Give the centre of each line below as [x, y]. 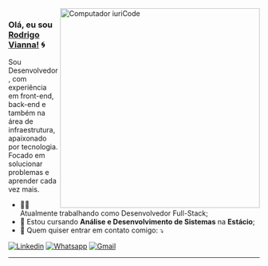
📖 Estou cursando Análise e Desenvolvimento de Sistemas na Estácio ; [137, 222]
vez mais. [24, 189]
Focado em [27, 156]
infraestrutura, [32, 130]
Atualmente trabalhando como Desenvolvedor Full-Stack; [114, 213]
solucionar [26, 164]
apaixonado [28, 138]
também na [27, 113]
